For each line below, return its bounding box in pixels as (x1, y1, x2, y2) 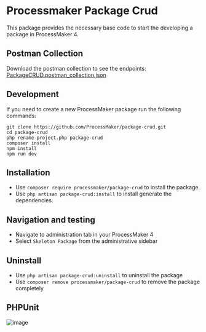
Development (6, 89, 60, 100)
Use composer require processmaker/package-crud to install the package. (15, 184, 200, 191)
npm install (6, 145, 37, 151)
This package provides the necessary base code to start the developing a (6, 24, 193, 31)
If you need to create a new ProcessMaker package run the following (6, 105, 181, 113)
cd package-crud (6, 129, 48, 135)
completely (15, 285, 44, 292)
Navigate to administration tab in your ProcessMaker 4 (15, 231, 154, 239)
